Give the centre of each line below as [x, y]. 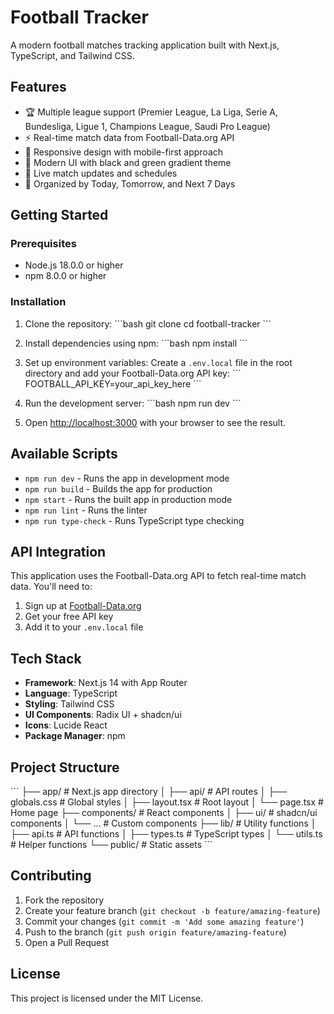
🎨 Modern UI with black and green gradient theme [128, 162]
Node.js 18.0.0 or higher [74, 265]
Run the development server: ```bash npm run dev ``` [133, 403]
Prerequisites [43, 244]
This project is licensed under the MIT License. [107, 998]
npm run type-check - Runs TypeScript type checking [134, 520]
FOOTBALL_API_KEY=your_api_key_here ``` [113, 383]
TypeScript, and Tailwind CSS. [72, 55]
